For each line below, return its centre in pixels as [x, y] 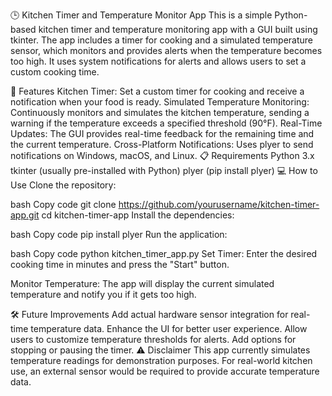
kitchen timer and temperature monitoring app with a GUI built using [178, 29]
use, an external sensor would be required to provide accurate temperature [165, 371]
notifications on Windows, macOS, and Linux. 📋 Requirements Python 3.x [162, 155]
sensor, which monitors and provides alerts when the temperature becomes [166, 50]
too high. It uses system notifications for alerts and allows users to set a [158, 61]
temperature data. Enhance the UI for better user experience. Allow [169, 328]
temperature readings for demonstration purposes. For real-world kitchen [161, 360]
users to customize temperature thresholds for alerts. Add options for [153, 339]
